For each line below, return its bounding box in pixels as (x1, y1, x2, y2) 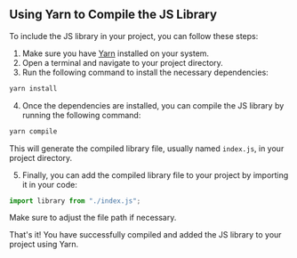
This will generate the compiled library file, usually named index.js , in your (9, 142, 285, 154)
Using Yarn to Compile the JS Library (9, 7, 218, 22)
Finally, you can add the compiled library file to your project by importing (21, 169, 289, 181)
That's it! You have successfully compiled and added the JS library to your (9, 230, 282, 240)
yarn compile (9, 126, 58, 136)
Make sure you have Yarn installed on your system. (21, 48, 210, 59)
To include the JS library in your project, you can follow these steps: (9, 30, 259, 41)
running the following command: (21, 109, 141, 120)
